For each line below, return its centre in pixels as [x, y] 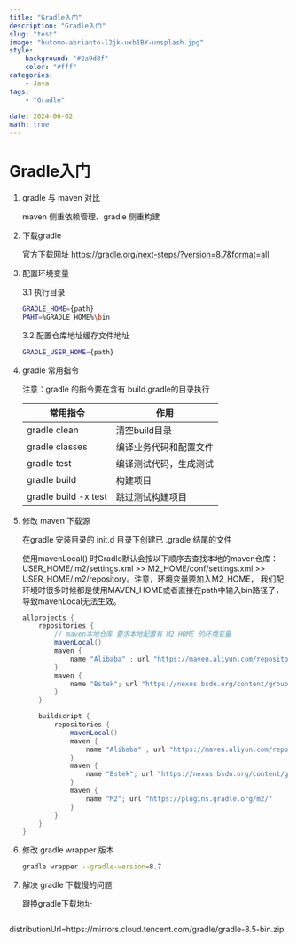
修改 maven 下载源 [56, 520]
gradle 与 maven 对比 [61, 197]
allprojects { [48, 618]
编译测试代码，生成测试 [165, 464]
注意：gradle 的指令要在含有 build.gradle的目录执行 [116, 389]
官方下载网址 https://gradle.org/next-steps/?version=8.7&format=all [145, 254]
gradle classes [57, 447]
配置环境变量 [45, 273]
